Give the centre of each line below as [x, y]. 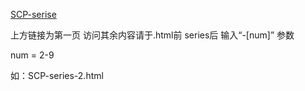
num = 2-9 [32, 55]
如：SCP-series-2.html [57, 75]
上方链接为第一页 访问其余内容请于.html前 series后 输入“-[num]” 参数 [152, 35]
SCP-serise [33, 14]
